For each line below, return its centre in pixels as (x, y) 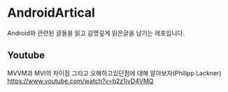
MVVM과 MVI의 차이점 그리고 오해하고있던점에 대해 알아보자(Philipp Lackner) (114, 73)
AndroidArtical (51, 13)
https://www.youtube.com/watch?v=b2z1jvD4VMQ (80, 81)
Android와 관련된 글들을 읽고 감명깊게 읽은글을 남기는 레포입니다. (96, 33)
